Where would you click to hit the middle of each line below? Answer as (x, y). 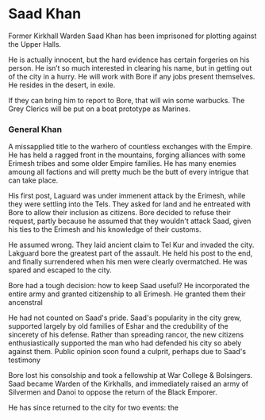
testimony (25, 360)
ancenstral (26, 302)
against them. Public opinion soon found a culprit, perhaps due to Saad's (127, 352)
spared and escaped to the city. (60, 270)
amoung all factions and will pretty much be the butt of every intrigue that (129, 172)
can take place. (33, 180)
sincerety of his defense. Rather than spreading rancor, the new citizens (126, 335)
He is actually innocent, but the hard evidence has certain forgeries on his (129, 60)
